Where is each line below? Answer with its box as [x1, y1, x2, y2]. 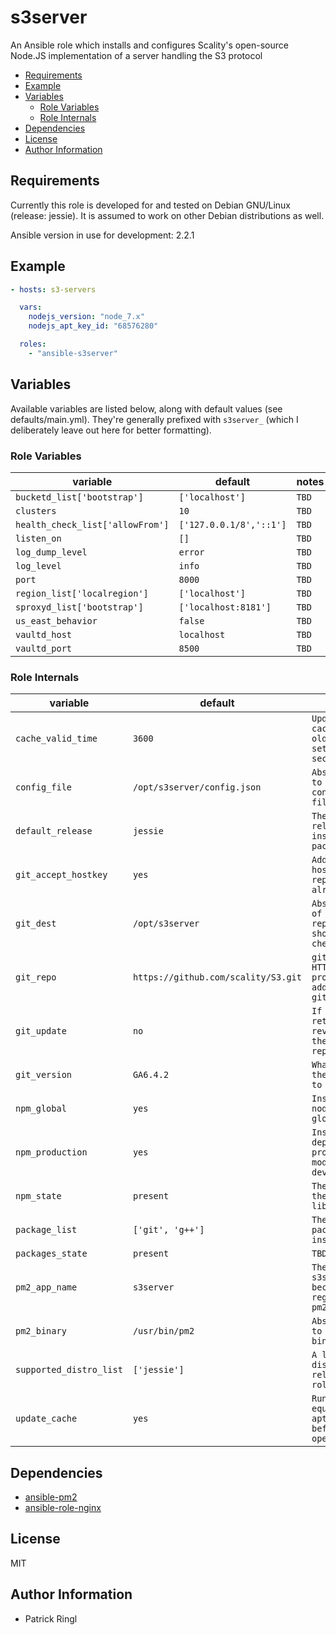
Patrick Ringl [24, 1612, 78, 1625]
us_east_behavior [15, 615, 98, 626]
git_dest [15, 918, 57, 930]
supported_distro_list [15, 1364, 123, 1376]
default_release [15, 826, 93, 837]
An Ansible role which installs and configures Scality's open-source [10, 39, 289, 51]
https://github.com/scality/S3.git [132, 972, 302, 983]
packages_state [15, 1248, 88, 1260]
